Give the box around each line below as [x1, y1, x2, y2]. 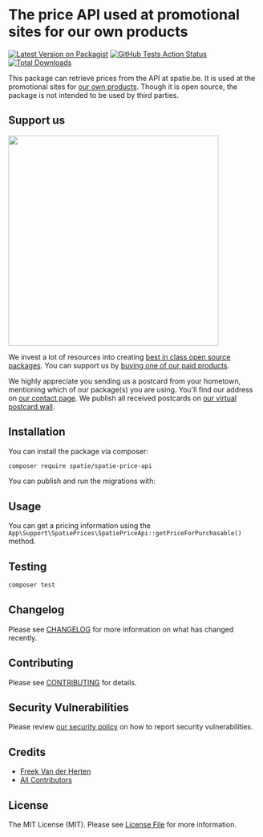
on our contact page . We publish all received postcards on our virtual [8, 393, 237, 403]
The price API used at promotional [8, 6, 241, 24]
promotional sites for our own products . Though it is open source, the [8, 82, 238, 91]
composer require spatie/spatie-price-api [8, 461, 152, 470]
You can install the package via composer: [8, 446, 148, 456]
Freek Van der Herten [19, 766, 91, 776]
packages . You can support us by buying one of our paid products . [8, 360, 230, 370]
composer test [8, 581, 56, 589]
